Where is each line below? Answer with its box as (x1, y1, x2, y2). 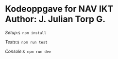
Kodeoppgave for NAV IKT (5, 3, 114, 15)
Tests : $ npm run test (5, 39, 48, 44)
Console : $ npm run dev (5, 48, 51, 54)
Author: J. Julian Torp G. (5, 14, 106, 25)
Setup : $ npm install (5, 29, 47, 35)
